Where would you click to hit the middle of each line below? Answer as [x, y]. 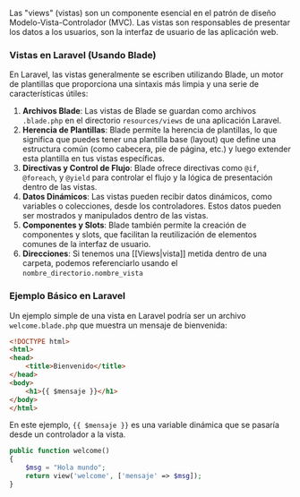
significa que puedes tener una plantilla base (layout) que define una [149, 140]
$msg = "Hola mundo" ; [65, 468]
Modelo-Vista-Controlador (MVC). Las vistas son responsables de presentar [150, 22]
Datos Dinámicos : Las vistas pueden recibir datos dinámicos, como [147, 197]
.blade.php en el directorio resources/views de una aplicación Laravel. [152, 121]
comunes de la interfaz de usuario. [86, 244]
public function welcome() [60, 451]
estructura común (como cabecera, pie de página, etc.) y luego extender [156, 149]
